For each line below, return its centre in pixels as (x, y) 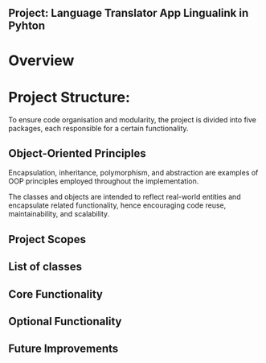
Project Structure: (69, 97)
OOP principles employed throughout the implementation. (104, 181)
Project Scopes (47, 239)
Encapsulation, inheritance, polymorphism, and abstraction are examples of (133, 173)
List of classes (45, 267)
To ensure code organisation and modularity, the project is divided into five (133, 119)
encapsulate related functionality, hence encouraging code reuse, (117, 205)
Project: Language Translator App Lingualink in (129, 13)
